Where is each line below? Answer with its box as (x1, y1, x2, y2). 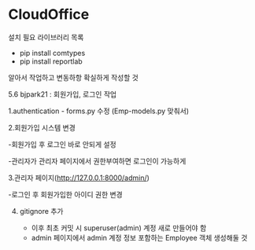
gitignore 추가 (19, 206, 64, 215)
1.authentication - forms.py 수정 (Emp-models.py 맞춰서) (8, 106, 190, 116)
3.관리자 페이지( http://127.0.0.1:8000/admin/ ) (8, 173, 150, 182)
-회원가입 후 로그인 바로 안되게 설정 (8, 139, 116, 149)
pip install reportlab (19, 57, 83, 66)
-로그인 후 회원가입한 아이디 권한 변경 (8, 189, 124, 199)
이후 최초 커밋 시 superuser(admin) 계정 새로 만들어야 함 (31, 222, 207, 233)
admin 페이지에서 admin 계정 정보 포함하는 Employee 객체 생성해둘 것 (31, 233, 248, 242)
